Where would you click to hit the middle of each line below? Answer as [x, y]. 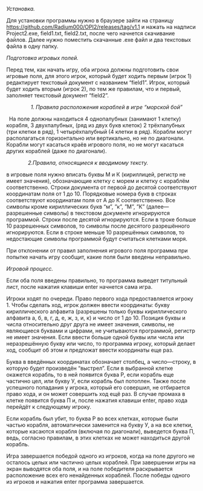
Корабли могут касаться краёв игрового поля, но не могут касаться [95, 144]
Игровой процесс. [30, 269]
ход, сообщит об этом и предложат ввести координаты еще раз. [90, 350]
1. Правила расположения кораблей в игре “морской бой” [107, 107]
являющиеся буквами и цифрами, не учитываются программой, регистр [101, 331]
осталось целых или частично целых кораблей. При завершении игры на [101, 462]
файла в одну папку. [32, 46]
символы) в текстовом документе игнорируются [107, 213]
